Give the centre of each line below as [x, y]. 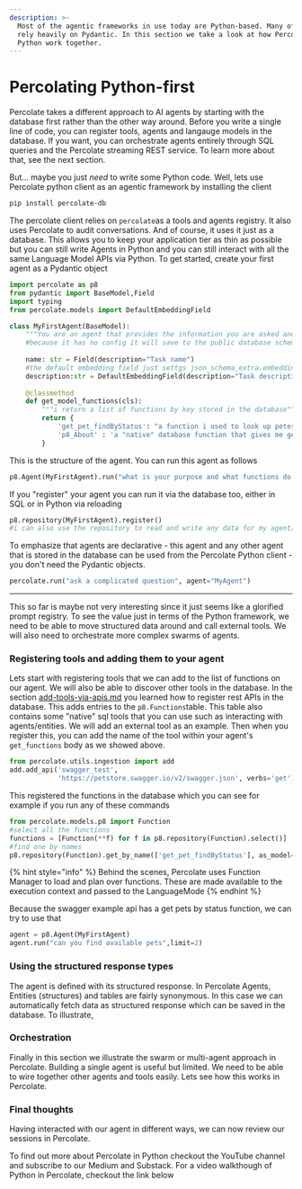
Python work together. [60, 43]
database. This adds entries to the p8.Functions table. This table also [136, 707]
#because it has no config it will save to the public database [148, 343]
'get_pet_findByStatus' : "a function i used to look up [164, 427]
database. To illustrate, [52, 1015]
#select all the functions [60, 830]
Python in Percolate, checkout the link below [92, 1176]
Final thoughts [42, 1109]
